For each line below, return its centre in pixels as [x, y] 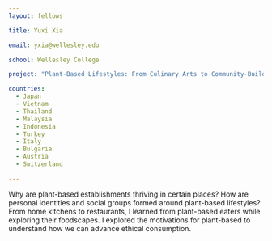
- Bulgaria [34, 149]
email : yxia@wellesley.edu [54, 45]
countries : [27, 89]
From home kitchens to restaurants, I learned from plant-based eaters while [134, 211]
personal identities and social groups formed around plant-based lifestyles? [134, 202]
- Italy [29, 142]
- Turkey [30, 134]
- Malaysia [34, 119]
